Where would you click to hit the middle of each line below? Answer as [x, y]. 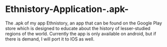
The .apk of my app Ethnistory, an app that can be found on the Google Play [83, 23]
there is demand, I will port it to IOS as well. [50, 39]
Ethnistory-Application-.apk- [67, 9]
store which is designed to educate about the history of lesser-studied [78, 28]
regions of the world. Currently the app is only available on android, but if [81, 33]
